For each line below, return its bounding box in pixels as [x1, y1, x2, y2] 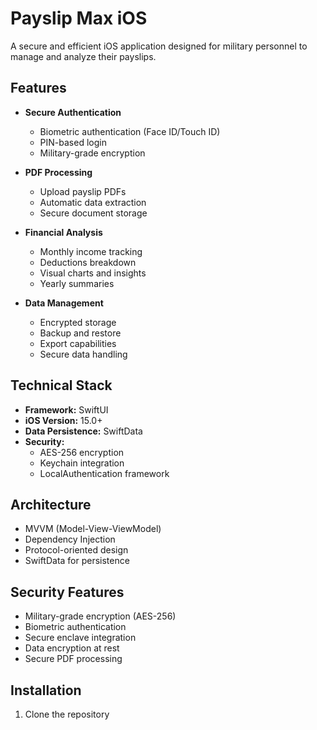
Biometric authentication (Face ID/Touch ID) [39, 125, 221, 137]
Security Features [10, 583, 125, 601]
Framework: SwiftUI [24, 403, 109, 416]
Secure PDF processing [24, 653, 123, 665]
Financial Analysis [24, 226, 103, 238]
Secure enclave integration [24, 632, 137, 644]
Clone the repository [24, 708, 110, 720]
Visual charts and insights [39, 267, 147, 279]
